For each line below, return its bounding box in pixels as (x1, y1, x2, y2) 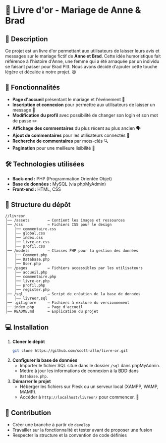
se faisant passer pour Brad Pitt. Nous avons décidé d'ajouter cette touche (5, 64, 158, 69)
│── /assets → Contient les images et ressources (5, 218, 125, 223)
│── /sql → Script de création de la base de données (5, 292, 141, 297)
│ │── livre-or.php (5, 278, 50, 284)
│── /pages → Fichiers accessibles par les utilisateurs (5, 266, 143, 271)
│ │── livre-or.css (5, 240, 50, 245)
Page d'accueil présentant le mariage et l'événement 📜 (12, 96, 125, 102)
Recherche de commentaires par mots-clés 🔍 (12, 138, 109, 144)
